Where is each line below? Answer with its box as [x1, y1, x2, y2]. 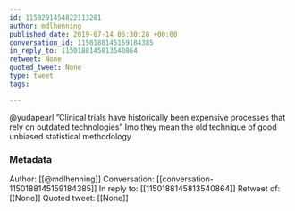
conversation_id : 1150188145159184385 [9, 38, 154, 47]
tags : [9, 80, 29, 89]
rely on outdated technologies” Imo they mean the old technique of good [9, 122, 277, 132]
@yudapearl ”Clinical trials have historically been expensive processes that [9, 112, 286, 122]
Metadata [9, 153, 52, 165]
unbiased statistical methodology [9, 131, 131, 141]
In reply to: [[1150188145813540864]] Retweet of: [98, 182, 281, 193]
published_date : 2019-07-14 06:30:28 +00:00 [9, 30, 178, 38]
